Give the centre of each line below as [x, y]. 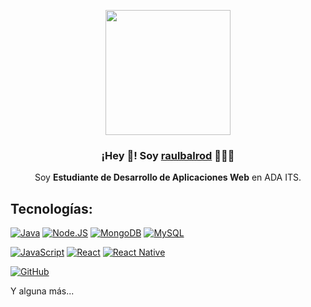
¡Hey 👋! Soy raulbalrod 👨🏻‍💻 [168, 155]
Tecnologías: [51, 208]
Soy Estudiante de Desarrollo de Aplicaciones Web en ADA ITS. [168, 177]
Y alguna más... [42, 291]
